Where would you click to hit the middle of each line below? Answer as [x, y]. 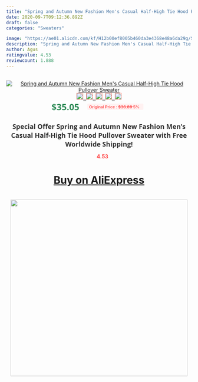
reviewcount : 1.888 [30, 60]
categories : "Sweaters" [35, 28]
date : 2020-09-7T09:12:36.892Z [44, 17]
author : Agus [22, 50]
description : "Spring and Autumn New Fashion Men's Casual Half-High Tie [99, 44]
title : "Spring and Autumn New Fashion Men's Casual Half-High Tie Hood [97, 11]
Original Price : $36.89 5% [115, 107]
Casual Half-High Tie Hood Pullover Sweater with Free [99, 135]
